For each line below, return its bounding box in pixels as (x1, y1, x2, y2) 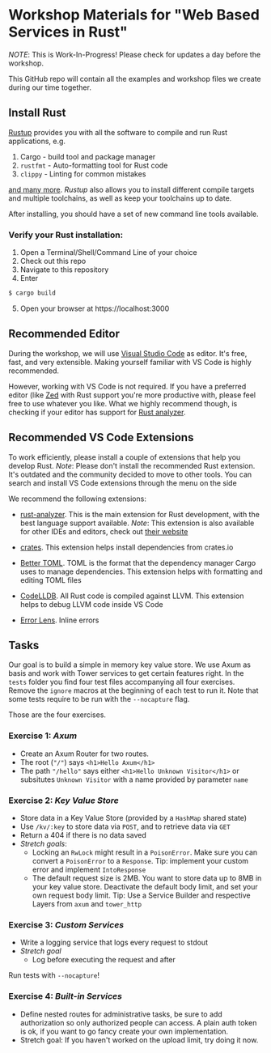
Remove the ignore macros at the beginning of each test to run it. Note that (8, 686, 259, 695)
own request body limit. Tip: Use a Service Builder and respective (32, 890, 251, 900)
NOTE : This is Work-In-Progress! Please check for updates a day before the (8, 49, 261, 59)
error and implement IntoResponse (32, 864, 146, 874)
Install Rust (8, 106, 66, 120)
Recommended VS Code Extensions (8, 431, 194, 444)
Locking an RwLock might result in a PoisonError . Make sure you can (32, 847, 258, 857)
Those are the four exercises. (8, 710, 107, 720)
